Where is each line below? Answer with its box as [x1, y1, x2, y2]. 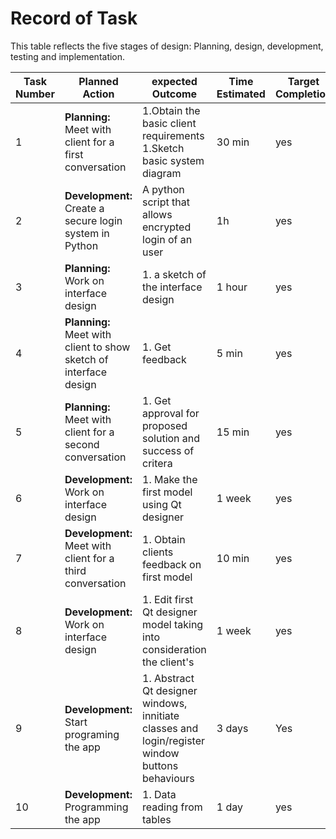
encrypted [142, 220, 192, 234]
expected [151, 74, 198, 88]
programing [64, 727, 120, 741]
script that [142, 195, 190, 209]
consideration [142, 642, 207, 656]
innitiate [142, 708, 180, 722]
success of [142, 443, 195, 457]
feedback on [142, 557, 202, 571]
